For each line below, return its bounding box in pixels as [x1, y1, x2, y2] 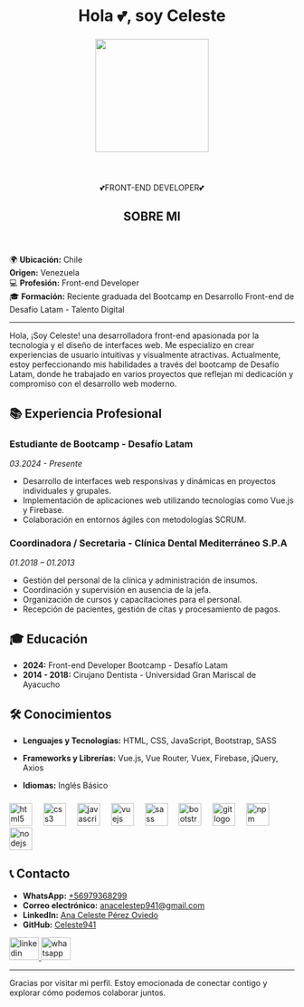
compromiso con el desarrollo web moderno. [9, 378, 177, 390]
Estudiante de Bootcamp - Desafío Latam [9, 437, 194, 450]
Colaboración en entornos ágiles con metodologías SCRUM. [22, 514, 247, 526]
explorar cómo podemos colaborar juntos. [9, 987, 166, 998]
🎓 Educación [9, 631, 89, 646]
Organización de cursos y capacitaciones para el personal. [22, 595, 242, 605]
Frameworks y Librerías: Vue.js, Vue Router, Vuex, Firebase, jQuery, [22, 752, 279, 763]
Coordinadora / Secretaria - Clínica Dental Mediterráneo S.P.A [9, 537, 288, 549]
